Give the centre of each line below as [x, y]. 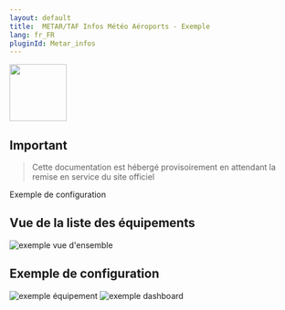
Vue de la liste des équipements [102, 223]
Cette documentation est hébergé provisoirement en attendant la [154, 167]
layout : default [40, 18]
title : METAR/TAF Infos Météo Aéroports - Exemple [110, 26]
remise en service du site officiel [93, 177]
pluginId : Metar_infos [53, 43]
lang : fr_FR [32, 35]
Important [38, 145]
